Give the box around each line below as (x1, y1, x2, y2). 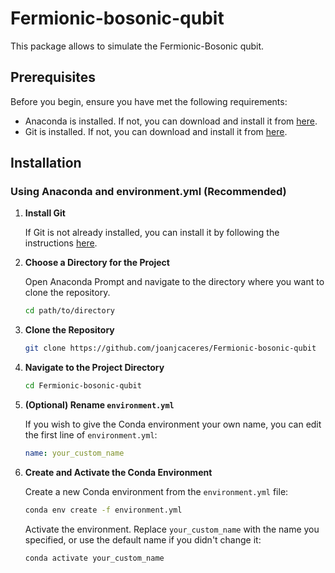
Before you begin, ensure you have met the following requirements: (10, 95, 288, 107)
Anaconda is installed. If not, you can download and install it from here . (24, 115, 318, 127)
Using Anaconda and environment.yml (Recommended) (10, 185, 287, 199)
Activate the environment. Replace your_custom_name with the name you (24, 523, 320, 535)
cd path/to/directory (24, 306, 115, 316)
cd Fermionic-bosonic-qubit (24, 381, 142, 391)
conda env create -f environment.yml (24, 505, 183, 515)
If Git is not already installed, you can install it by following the (24, 227, 280, 239)
